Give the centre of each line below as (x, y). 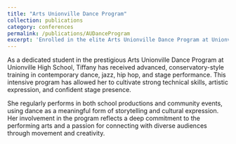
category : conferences (40, 27)
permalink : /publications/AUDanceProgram (69, 33)
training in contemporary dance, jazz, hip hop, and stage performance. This (117, 75)
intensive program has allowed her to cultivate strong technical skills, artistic (118, 82)
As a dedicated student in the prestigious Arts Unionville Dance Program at (116, 60)
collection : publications (45, 20)
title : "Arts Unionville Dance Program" (67, 14)
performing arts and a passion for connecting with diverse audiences (107, 126)
